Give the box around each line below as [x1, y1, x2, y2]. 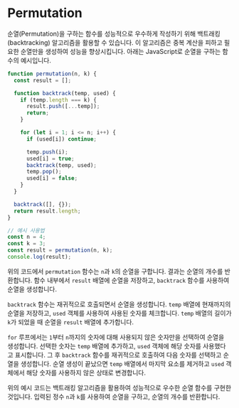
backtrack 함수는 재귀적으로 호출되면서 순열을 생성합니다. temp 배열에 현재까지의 [7, 300, 231, 308]
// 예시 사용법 [7, 227, 45, 234]
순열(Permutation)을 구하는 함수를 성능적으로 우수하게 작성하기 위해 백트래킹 [7, 29, 221, 38]
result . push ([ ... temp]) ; [26, 103, 100, 110]
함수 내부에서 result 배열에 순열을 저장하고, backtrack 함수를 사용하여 [33, 276, 230, 284]
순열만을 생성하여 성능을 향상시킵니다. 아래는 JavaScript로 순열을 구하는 [20, 47, 221, 55]
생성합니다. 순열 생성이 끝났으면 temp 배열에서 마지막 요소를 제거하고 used [20, 359, 225, 367]
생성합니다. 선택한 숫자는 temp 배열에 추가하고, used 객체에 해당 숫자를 [7, 341, 201, 350]
